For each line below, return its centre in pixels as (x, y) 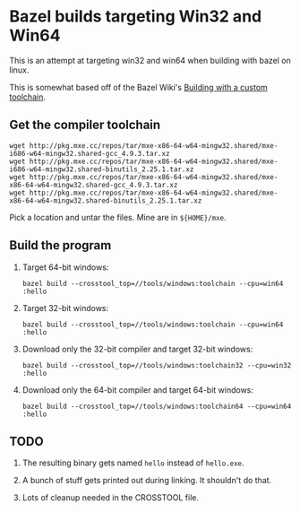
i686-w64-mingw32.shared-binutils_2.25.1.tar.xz (102, 169)
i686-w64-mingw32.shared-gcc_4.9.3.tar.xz (90, 153)
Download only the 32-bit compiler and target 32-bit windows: (137, 349)
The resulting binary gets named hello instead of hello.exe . (133, 463)
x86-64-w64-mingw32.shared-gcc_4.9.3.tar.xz (94, 185)
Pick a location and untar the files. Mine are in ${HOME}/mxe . (118, 217)
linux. (19, 70)
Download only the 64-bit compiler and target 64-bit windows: (137, 390)
